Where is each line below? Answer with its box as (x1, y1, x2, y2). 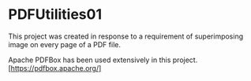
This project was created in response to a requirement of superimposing (8, 31, 243, 41)
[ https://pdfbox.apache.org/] (8, 63, 102, 72)
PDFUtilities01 (8, 6, 103, 24)
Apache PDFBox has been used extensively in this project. (8, 55, 198, 64)
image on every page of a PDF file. (8, 39, 121, 49)
